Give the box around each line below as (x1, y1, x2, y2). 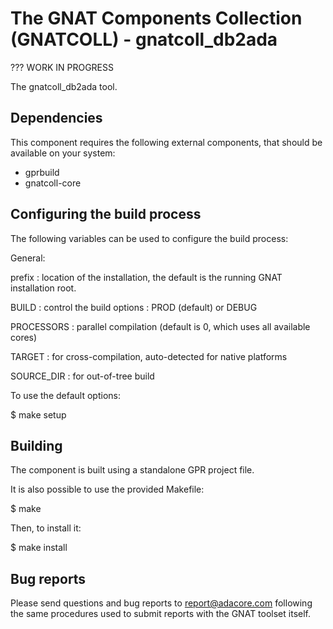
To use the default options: (10, 389, 121, 401)
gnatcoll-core (24, 177, 82, 189)
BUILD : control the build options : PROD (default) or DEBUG (10, 301, 258, 313)
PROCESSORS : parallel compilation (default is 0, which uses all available (10, 320, 311, 332)
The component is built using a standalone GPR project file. (10, 464, 255, 476)
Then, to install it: (10, 522, 82, 534)
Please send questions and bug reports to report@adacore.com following (10, 597, 313, 609)
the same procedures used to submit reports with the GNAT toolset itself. (10, 608, 311, 620)
